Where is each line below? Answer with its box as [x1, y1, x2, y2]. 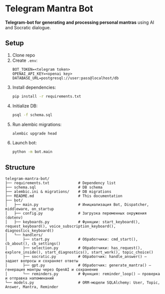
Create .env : [12, 57, 38, 63]
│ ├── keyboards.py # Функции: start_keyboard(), [5, 220, 140, 225]
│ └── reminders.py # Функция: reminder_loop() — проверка [5, 272, 161, 277]
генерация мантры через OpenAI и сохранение [5, 267, 98, 272]
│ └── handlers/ [5, 233, 43, 238]
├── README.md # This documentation [5, 194, 123, 198]
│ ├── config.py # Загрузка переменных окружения [5, 211, 147, 216]
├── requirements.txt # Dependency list [5, 181, 116, 186]
